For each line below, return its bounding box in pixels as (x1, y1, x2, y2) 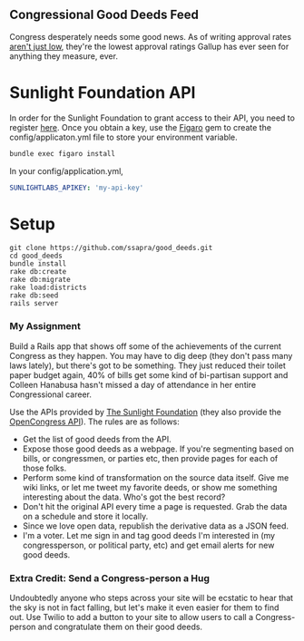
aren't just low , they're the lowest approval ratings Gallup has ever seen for (9, 41, 289, 52)
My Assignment (9, 320, 82, 333)
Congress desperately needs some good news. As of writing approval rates (9, 31, 292, 42)
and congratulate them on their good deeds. (37, 621, 202, 633)
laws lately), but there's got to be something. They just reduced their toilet (9, 360, 286, 371)
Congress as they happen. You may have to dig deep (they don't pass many (9, 350, 293, 361)
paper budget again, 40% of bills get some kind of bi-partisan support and (9, 369, 289, 380)
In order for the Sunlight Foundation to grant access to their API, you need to (9, 112, 295, 123)
